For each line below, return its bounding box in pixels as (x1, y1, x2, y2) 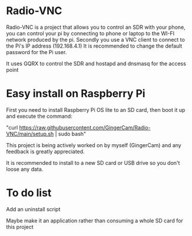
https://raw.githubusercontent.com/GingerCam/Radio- (19, 124, 151, 131)
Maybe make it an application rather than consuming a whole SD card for (6, 217, 184, 224)
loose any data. (6, 165, 44, 172)
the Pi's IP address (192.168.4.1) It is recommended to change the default (6, 42, 183, 49)
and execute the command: (6, 112, 72, 119)
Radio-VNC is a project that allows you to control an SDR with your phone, (6, 24, 186, 31)
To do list (6, 187, 52, 200)
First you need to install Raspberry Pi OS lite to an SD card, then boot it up (6, 106, 186, 113)
